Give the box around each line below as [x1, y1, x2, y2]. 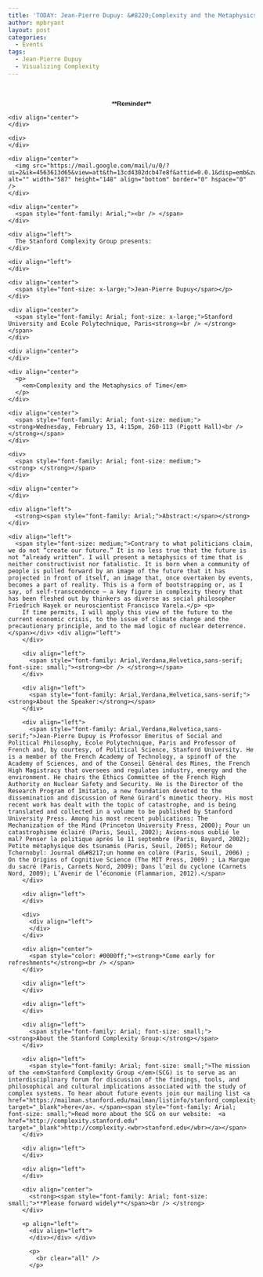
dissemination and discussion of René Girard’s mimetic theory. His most [8, 794, 254, 802]
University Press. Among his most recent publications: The [8, 814, 209, 822]
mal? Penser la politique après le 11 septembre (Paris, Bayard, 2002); [8, 835, 250, 843]
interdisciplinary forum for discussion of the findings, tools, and [8, 1075, 240, 1084]
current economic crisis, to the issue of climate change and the [8, 615, 229, 623]
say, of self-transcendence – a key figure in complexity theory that [8, 587, 243, 595]
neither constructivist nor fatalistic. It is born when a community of [8, 560, 250, 568]
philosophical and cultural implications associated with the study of [8, 1082, 247, 1090]
